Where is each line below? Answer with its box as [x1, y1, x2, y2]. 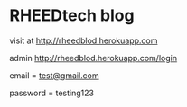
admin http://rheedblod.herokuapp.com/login [9, 52, 178, 63]
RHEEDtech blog [9, 5, 135, 26]
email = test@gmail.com [9, 69, 99, 81]
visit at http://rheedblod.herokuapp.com [9, 35, 158, 46]
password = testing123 [9, 87, 95, 98]
